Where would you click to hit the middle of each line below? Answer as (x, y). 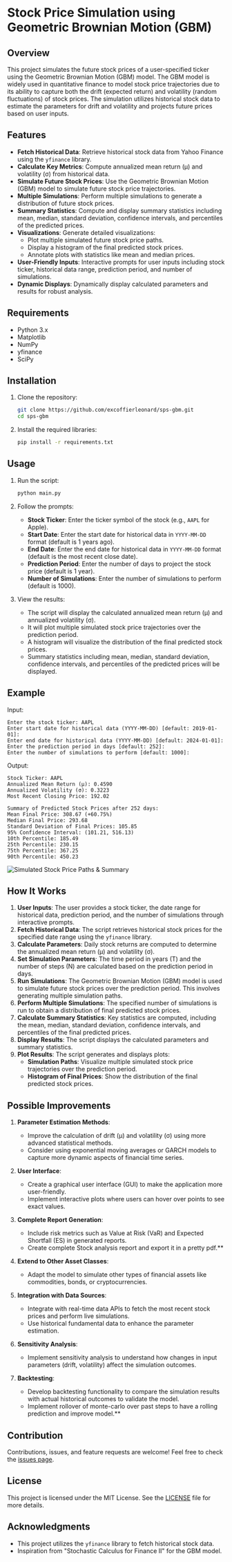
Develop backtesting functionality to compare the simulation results (123, 1392)
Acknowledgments (49, 1527)
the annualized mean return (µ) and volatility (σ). (86, 952)
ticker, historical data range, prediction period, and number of (105, 269)
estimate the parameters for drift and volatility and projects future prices (110, 106)
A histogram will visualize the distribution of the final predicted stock (125, 642)
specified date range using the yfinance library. (84, 937)
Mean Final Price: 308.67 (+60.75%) (60, 814)
